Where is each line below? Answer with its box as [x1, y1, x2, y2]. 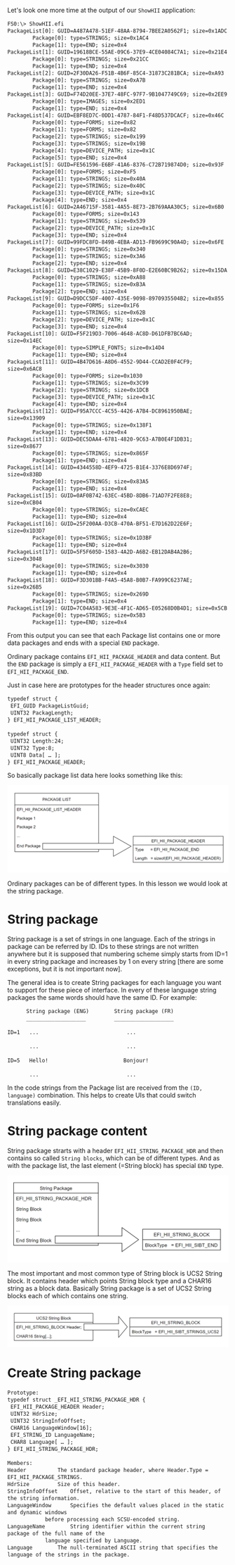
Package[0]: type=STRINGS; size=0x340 [32, 246, 146, 253]
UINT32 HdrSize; [10, 1411, 58, 1418]
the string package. [7, 886, 64, 895]
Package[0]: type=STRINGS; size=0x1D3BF [32, 534, 152, 541]
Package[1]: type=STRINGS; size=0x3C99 [32, 379, 149, 386]
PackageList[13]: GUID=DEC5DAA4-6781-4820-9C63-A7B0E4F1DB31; [7, 436, 193, 443]
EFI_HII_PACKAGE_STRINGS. [7, 1474, 83, 1481]
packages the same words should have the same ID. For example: [7, 993, 198, 1002]
